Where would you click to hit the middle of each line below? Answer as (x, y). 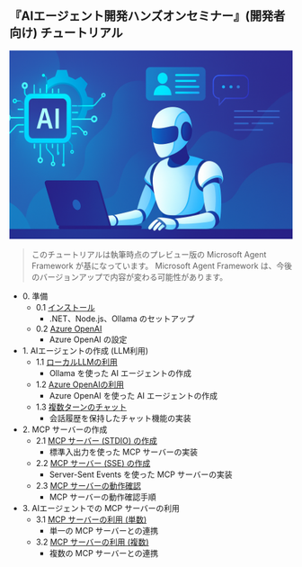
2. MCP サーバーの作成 (65, 429)
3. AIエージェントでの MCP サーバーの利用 (101, 508)
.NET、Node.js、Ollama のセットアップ (122, 319)
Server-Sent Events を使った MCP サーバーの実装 (141, 474)
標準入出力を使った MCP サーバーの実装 (123, 452)
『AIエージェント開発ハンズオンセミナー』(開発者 (147, 16)
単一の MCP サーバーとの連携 (104, 531)
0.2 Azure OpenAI (69, 329)
